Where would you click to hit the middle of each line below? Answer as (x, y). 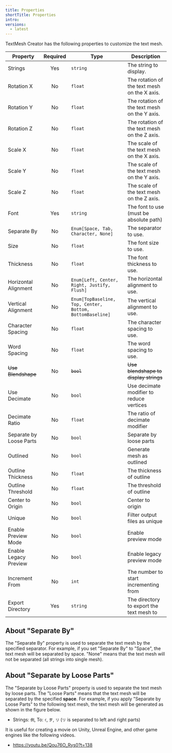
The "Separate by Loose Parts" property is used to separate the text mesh (84, 688)
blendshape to (145, 371)
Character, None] (92, 234)
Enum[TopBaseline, (93, 299)
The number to (145, 572)
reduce (136, 399)
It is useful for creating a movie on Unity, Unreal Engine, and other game (81, 729)
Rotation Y (20, 107)
